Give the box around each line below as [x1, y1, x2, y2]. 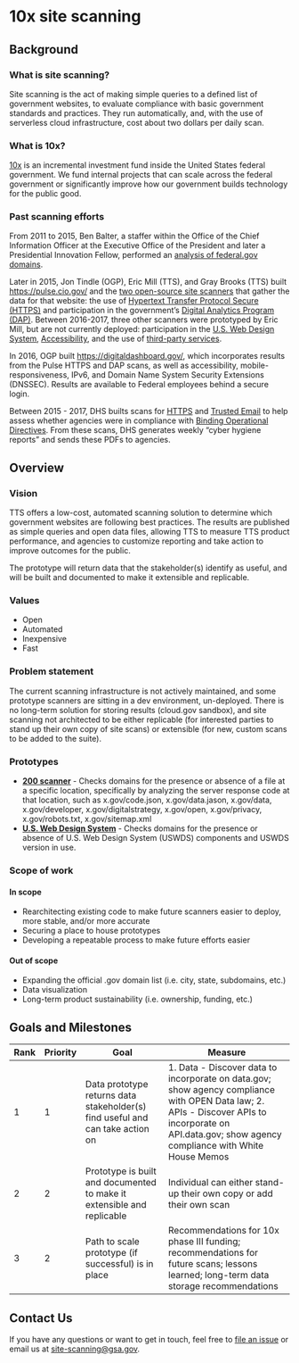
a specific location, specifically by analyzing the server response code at [21, 785, 290, 796]
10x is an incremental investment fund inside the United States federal [9, 160, 265, 170]
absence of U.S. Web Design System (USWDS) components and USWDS [21, 833, 289, 844]
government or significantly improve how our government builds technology [9, 179, 288, 189]
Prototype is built [85, 1165, 158, 1177]
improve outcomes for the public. [9, 545, 131, 556]
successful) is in [85, 1258, 154, 1270]
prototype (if [85, 1247, 138, 1259]
